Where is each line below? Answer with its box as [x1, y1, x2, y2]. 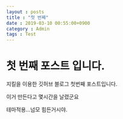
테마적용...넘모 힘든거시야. [6, 106, 68, 114]
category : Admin [6, 25, 50, 32]
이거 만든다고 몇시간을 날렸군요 [6, 93, 80, 100]
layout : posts [6, 8, 45, 15]
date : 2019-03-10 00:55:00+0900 [6, 20, 90, 26]
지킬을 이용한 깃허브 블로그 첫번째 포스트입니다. [6, 80, 118, 88]
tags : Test [6, 31, 36, 37]
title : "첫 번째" [6, 14, 49, 21]
